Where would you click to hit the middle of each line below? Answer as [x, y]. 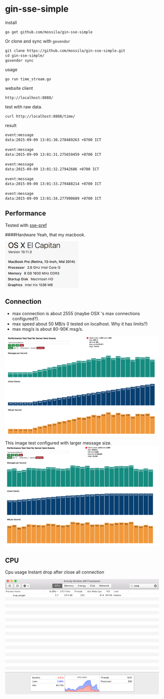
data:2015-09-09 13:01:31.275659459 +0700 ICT [53, 154]
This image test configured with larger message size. [58, 443]
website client [19, 88]
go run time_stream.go [28, 79]
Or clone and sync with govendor [38, 41]
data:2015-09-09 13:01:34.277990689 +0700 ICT [53, 198]
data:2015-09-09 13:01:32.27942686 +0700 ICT [52, 169]
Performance [26, 213]
